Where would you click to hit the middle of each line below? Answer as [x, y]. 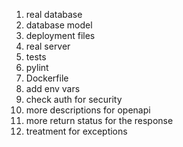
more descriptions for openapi [88, 110]
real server [48, 46]
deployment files [60, 35]
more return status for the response [99, 120]
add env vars [53, 88]
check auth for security [74, 99]
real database [54, 14]
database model [59, 25]
